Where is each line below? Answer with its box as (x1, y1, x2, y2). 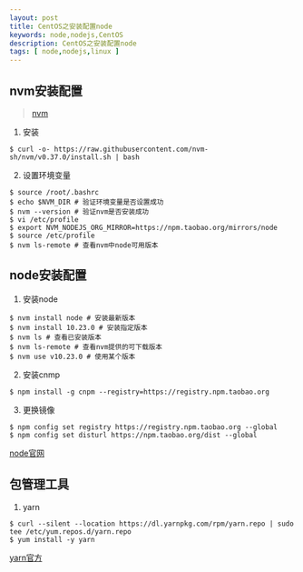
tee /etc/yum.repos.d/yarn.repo (9, 527, 132, 537)
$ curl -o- (9, 145, 51, 154)
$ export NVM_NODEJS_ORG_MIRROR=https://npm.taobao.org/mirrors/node (9, 223, 279, 232)
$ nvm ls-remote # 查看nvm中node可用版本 (9, 240, 159, 250)
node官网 (9, 447, 45, 458)
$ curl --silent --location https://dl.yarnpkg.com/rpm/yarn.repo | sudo (9, 519, 295, 528)
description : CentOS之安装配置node (9, 38, 138, 48)
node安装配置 (9, 267, 87, 283)
